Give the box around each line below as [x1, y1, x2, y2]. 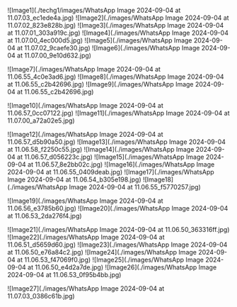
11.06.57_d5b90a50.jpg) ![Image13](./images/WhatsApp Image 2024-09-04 [7, 138, 226, 146]
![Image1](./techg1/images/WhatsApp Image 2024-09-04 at [7, 6, 181, 14]
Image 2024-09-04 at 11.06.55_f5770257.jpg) [69, 183, 202, 191]
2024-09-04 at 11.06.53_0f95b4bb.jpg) [7, 271, 122, 279]
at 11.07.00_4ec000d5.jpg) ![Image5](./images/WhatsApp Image [7, 36, 192, 45]
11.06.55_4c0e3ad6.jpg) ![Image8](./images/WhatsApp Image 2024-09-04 [7, 72, 224, 81]
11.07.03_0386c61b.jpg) [7, 292, 76, 300]
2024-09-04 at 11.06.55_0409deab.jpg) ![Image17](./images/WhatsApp [7, 168, 214, 176]
